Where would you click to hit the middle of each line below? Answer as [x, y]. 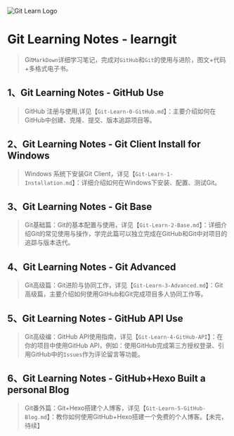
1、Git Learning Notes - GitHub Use [85, 93]
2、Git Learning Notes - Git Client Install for [104, 144]
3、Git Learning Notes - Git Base [80, 207]
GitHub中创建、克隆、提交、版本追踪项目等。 [90, 120]
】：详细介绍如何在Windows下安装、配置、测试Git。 [147, 182]
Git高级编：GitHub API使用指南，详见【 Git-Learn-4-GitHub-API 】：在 [124, 337]
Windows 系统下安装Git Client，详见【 [80, 173]
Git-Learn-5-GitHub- [176, 409]
